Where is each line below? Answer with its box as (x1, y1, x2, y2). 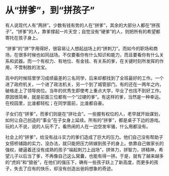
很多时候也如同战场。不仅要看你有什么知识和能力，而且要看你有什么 (18, 51, 159, 58)
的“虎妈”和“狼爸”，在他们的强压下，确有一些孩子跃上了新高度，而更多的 (5, 159, 154, 165)
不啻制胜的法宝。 (14, 64, 49, 70)
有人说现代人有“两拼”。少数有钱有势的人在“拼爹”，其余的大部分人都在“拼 (5, 22, 156, 28)
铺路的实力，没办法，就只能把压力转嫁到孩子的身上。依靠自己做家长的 (18, 140, 164, 146)
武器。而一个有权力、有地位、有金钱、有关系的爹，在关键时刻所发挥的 (14, 58, 159, 64)
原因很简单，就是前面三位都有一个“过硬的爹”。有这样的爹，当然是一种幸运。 (5, 94, 163, 100)
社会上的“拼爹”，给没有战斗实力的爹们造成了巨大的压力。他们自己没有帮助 (5, 134, 159, 140)
